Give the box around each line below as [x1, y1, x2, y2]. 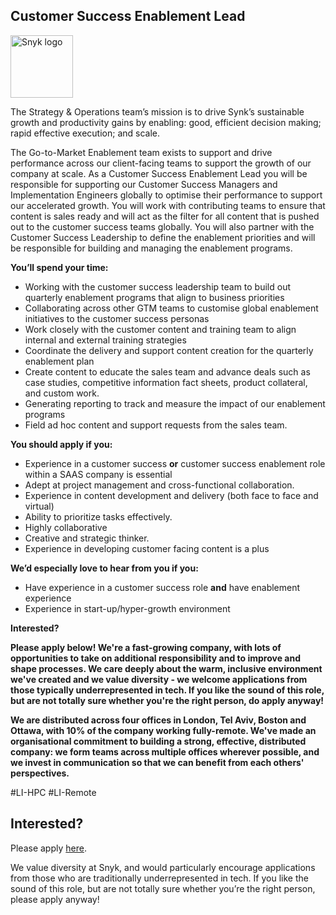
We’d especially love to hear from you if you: [10, 562, 199, 574]
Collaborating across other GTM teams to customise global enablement [24, 302, 319, 314]
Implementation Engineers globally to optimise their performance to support [10, 189, 323, 201]
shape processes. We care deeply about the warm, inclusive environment [10, 662, 323, 674]
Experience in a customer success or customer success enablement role [24, 457, 326, 469]
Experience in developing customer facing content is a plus [24, 542, 270, 554]
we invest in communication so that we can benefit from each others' [10, 756, 305, 768]
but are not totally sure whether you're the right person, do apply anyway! [10, 694, 325, 706]
